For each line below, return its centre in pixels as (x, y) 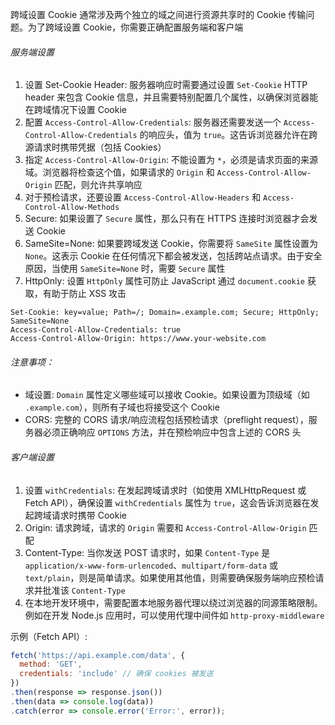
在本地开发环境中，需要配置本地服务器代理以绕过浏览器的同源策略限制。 (173, 602)
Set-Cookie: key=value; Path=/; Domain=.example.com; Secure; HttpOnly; (165, 313)
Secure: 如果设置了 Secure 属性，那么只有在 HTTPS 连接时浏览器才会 (167, 219)
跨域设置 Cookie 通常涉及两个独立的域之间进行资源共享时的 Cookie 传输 (158, 14)
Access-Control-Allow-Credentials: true (96, 330)
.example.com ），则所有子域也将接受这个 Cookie (122, 407)
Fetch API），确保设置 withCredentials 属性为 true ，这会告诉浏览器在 (167, 502)
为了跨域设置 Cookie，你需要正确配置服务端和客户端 (135, 27)
